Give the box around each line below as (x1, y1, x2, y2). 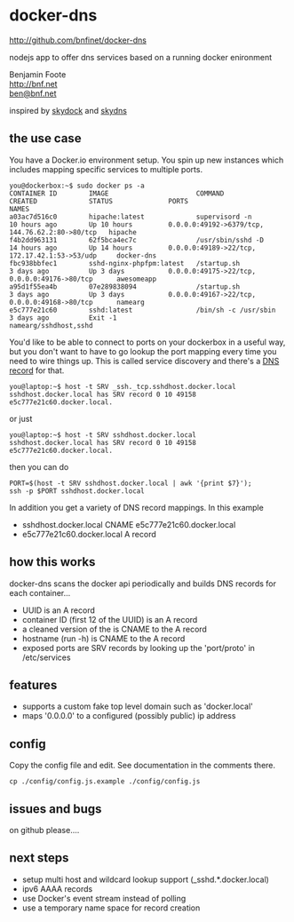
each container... (9, 587, 71, 598)
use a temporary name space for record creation (21, 902, 201, 913)
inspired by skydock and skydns (9, 105, 127, 115)
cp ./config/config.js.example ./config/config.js (9, 777, 201, 786)
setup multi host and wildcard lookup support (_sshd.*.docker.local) (21, 874, 269, 885)
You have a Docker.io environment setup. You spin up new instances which (9, 155, 284, 165)
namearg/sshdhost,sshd (9, 321, 93, 330)
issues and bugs (9, 801, 102, 816)
